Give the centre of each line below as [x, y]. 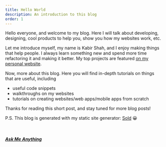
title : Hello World [25, 10]
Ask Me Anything [24, 139]
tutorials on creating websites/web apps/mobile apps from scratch [81, 99]
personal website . [23, 64]
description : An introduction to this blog [51, 14]
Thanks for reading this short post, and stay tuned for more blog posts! [78, 109]
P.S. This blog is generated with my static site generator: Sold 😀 [71, 118]
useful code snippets [34, 88]
